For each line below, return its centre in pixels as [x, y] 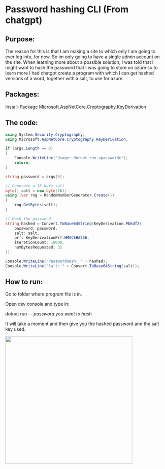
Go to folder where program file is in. [44, 294]
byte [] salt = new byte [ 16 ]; [36, 191]
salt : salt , [27, 233]
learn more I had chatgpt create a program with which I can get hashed [79, 73]
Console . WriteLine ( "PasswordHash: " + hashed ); [57, 261]
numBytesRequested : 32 [38, 248]
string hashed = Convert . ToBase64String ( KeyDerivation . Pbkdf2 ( [74, 224]
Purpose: [20, 39]
